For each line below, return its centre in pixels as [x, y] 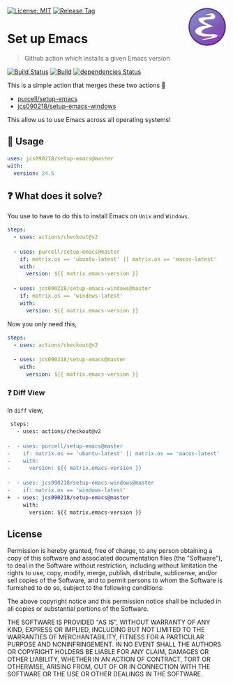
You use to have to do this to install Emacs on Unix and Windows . [98, 216]
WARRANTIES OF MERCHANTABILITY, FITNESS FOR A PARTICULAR [106, 637]
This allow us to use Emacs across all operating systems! [89, 119]
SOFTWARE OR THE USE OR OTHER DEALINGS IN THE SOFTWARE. [105, 674]
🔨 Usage [25, 142]
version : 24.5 [34, 173]
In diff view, [25, 411]
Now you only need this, [42, 324]
